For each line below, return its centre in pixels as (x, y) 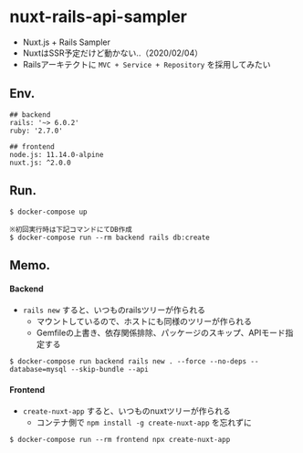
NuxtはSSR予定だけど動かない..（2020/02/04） (113, 53)
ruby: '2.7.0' (37, 131)
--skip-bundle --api (110, 370)
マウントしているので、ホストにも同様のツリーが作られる (144, 321)
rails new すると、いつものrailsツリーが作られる (114, 310)
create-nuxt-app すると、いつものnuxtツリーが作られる (126, 411)
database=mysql (38, 370)
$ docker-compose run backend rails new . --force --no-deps (128, 362)
